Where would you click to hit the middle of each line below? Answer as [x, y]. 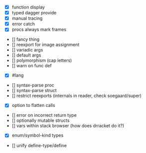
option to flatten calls [34, 105]
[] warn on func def [32, 66]
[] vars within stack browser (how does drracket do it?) [68, 126]
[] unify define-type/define [39, 145]
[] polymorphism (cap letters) [42, 60]
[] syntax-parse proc [33, 85]
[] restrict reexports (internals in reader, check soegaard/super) [77, 96]
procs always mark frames [39, 30]
